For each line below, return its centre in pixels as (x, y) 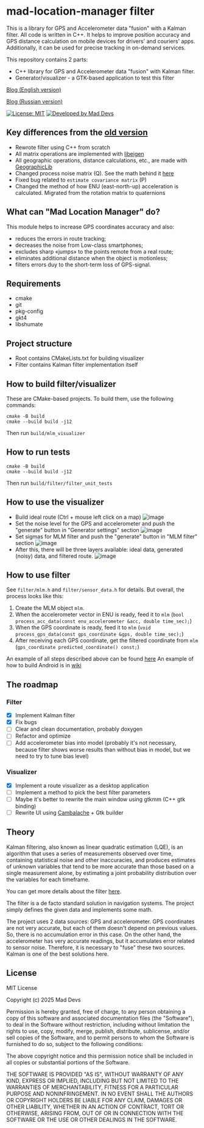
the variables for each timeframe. (48, 879)
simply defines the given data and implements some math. (79, 909)
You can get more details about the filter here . (64, 891)
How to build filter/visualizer (61, 384)
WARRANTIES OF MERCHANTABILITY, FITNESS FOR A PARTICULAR (92, 1087)
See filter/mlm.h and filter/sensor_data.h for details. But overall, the (95, 590)
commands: (21, 405)
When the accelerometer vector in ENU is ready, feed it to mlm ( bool (100, 615)
